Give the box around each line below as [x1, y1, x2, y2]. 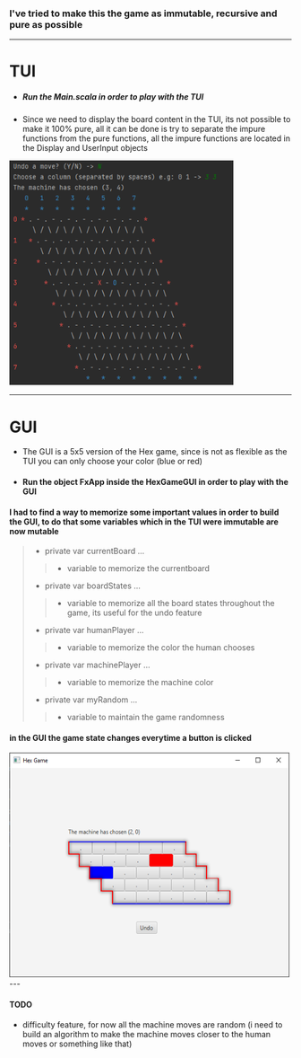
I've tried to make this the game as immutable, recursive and [9, 7, 278, 20]
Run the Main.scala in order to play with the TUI [21, 92, 204, 102]
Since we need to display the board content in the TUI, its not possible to [21, 114, 291, 125]
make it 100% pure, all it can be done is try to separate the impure [21, 124, 266, 135]
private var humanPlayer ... [44, 625, 145, 636]
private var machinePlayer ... [44, 659, 150, 671]
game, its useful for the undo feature [66, 607, 202, 618]
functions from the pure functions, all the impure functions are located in [21, 133, 291, 144]
